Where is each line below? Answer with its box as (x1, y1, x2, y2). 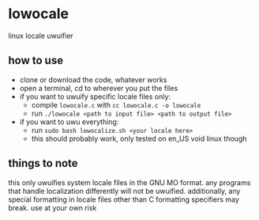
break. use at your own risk (8, 203, 97, 212)
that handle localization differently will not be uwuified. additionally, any (8, 186, 241, 195)
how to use (8, 54, 64, 67)
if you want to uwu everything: (19, 116, 119, 127)
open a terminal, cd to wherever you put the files (19, 83, 178, 93)
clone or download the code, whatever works (19, 74, 167, 84)
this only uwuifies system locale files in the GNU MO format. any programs (8, 177, 251, 187)
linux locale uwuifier (8, 31, 73, 40)
